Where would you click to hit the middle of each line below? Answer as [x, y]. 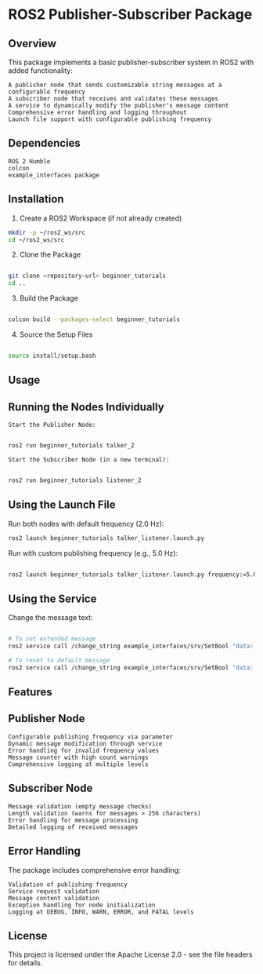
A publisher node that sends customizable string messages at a [115, 85]
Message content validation [54, 898]
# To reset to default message [59, 660]
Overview [32, 44]
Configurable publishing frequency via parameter [91, 737]
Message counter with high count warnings [78, 757]
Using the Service [52, 598]
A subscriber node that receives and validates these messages [113, 99]
